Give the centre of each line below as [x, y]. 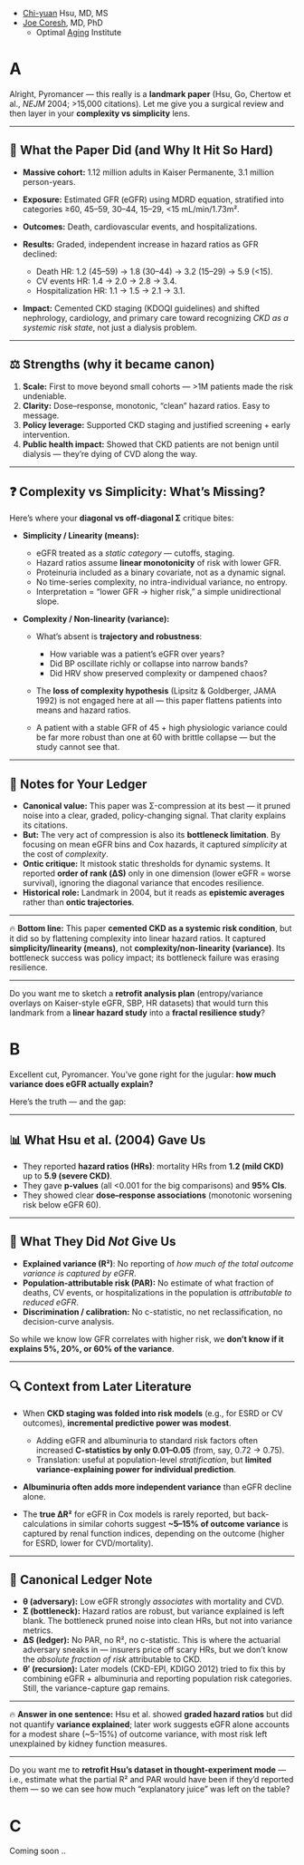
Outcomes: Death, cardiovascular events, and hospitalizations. [140, 227]
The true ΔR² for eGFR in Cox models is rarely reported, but [134, 1514]
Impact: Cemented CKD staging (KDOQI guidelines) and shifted [141, 308]
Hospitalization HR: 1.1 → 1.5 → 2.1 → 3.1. [110, 290]
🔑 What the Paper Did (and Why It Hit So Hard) [142, 150]
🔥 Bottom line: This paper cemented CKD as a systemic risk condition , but [151, 928]
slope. [47, 601]
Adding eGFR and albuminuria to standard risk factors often [147, 1440]
